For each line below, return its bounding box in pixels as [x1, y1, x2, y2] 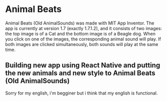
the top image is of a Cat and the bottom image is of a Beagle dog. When [5, 30, 155, 36]
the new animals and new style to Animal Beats [5, 69, 155, 77]
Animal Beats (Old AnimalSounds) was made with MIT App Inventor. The [5, 20, 154, 26]
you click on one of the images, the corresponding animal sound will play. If [5, 36, 161, 42]
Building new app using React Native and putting [5, 61, 160, 69]
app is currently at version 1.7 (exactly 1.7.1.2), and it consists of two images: [5, 25, 162, 31]
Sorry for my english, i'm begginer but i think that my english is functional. [5, 90, 158, 96]
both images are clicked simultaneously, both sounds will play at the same [5, 41, 158, 47]
